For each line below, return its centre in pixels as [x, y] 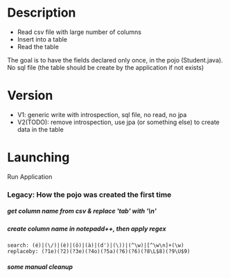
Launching [38, 158]
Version [30, 96]
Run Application [30, 176]
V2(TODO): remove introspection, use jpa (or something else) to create [118, 122]
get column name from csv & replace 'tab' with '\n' [82, 211]
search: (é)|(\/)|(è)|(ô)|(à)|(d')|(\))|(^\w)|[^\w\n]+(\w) [96, 245]
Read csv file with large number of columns [79, 32]
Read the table [38, 46]
